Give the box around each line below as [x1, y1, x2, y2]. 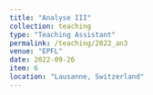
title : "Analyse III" [9, 13, 92, 23]
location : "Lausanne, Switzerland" [9, 72, 145, 81]
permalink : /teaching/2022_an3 [9, 38, 128, 48]
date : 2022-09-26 [9, 55, 76, 64]
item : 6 [9, 64, 39, 73]
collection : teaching [9, 22, 92, 31]
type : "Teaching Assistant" [9, 30, 117, 39]
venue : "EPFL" [9, 47, 64, 56]
